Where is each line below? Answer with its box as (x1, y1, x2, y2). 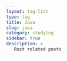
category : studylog (6, 30, 54, 36)
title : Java (6, 19, 35, 25)
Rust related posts (14, 46, 62, 52)
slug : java (6, 24, 33, 31)
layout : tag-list (6, 8, 49, 15)
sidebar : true (6, 35, 41, 41)
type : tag (6, 14, 31, 20)
